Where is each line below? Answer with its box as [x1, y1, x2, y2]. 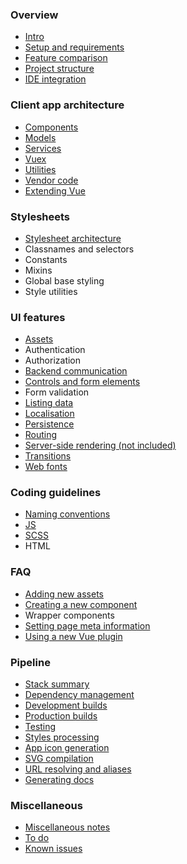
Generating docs [24, 774, 95, 786]
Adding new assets [24, 588, 104, 600]
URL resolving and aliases [24, 763, 132, 775]
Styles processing [24, 731, 100, 743]
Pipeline [10, 655, 51, 669]
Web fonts [24, 461, 68, 473]
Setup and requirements [24, 41, 125, 53]
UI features [10, 310, 66, 324]
